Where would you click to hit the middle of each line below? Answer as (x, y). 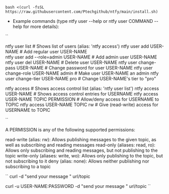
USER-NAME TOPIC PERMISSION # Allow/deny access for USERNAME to (82, 99)
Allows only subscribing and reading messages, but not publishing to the (81, 150)
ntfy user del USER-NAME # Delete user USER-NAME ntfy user (71, 62)
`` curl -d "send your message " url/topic (48, 176)
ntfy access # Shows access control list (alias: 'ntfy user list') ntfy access (82, 88)
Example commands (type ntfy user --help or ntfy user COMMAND (83, 21)
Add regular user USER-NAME (55, 52)
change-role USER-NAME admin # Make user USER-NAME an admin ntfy (82, 73)
